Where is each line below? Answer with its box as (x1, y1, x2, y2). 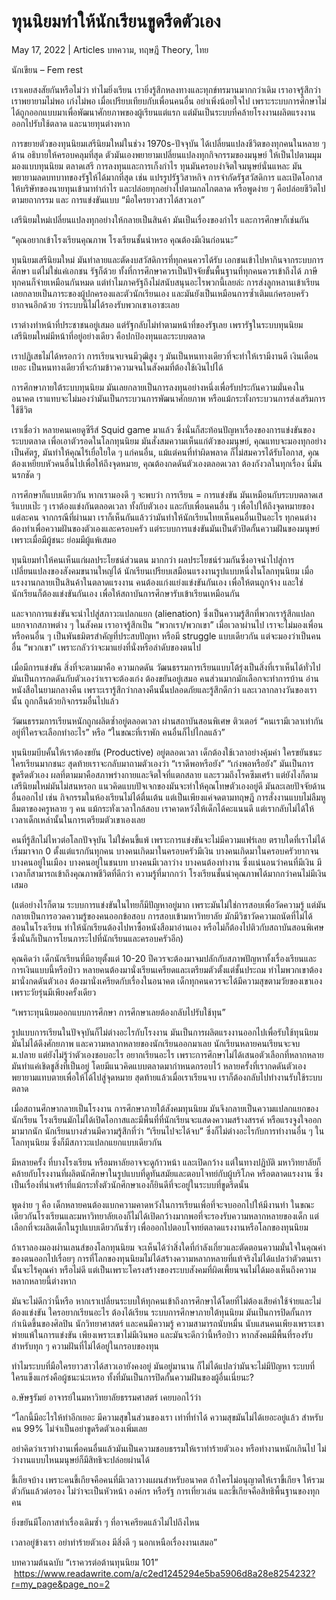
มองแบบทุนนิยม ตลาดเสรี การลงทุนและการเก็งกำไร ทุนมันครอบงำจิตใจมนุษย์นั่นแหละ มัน (11, 160, 303, 172)
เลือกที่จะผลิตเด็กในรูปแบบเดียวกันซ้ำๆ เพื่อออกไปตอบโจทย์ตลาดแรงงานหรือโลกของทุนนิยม (11, 1221, 309, 1233)
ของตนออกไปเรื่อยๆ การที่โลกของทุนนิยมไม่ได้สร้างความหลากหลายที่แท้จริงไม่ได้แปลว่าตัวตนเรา (11, 1252, 321, 1264)
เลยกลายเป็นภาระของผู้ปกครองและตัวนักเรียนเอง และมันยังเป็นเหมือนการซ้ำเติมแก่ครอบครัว (11, 287, 309, 299)
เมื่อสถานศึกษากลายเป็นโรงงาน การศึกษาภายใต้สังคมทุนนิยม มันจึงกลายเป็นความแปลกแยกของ (11, 1102, 319, 1114)
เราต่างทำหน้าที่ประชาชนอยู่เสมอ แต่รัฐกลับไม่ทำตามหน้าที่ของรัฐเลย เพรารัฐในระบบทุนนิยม (11, 318, 304, 330)
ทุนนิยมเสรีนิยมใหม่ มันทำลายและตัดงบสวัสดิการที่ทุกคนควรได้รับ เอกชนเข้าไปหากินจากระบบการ (11, 253, 324, 265)
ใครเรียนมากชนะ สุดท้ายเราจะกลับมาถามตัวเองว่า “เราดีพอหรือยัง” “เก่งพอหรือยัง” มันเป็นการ (11, 757, 314, 769)
